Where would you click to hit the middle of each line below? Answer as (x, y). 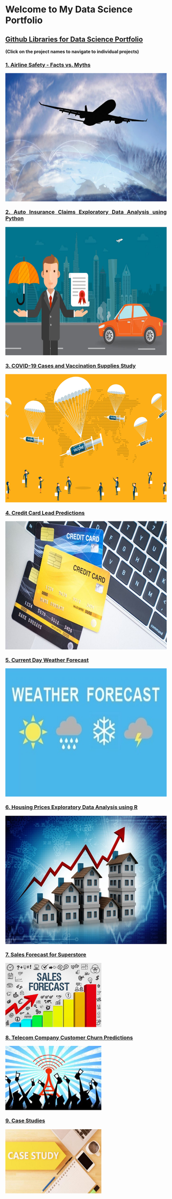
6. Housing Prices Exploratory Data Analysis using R (71, 807)
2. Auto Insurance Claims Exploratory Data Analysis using (86, 212)
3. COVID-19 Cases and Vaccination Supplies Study (71, 366)
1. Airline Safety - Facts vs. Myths (48, 65)
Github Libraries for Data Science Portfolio (74, 39)
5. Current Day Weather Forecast (47, 660)
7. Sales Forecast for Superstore (46, 954)
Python (15, 218)
